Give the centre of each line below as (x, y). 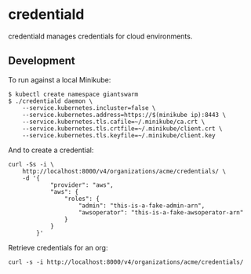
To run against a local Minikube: (60, 79)
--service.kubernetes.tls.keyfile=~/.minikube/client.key (119, 135)
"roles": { (82, 199)
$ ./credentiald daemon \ (50, 101)
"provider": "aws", (82, 185)
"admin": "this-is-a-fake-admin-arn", (142, 206)
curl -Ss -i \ (31, 164)
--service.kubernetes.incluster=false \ (89, 108)
